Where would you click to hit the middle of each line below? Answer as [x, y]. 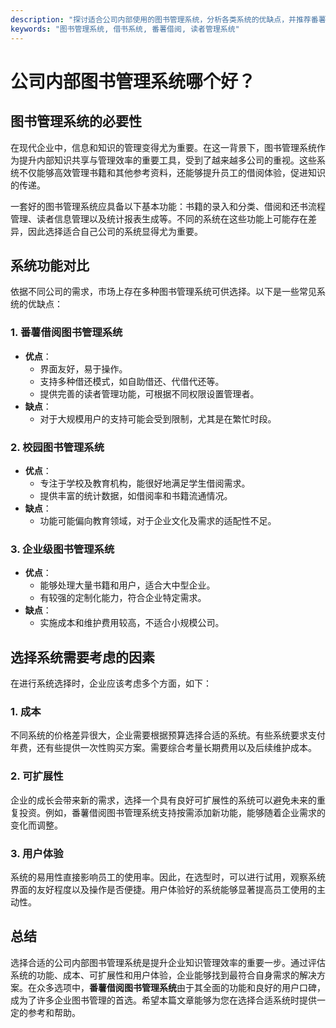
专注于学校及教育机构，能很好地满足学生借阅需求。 [145, 483]
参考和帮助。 [54, 1012]
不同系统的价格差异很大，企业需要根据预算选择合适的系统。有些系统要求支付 [168, 735]
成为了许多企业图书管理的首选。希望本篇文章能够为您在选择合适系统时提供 [163, 1000]
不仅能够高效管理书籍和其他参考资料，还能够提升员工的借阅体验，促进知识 [172, 172]
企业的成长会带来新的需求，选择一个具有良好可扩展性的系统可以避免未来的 [163, 800]
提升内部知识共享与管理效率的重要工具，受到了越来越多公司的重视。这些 [167, 160]
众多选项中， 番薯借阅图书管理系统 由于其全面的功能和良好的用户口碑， [181, 987]
